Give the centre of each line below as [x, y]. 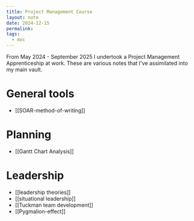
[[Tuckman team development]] [54, 205]
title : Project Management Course [50, 12]
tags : [13, 34]
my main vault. [24, 69]
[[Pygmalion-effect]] [40, 211]
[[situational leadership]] [45, 198]
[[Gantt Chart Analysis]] [44, 151]
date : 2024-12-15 [28, 23]
